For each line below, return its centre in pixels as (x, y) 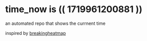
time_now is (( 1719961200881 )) (74, 9)
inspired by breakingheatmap (36, 33)
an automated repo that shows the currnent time (55, 23)
